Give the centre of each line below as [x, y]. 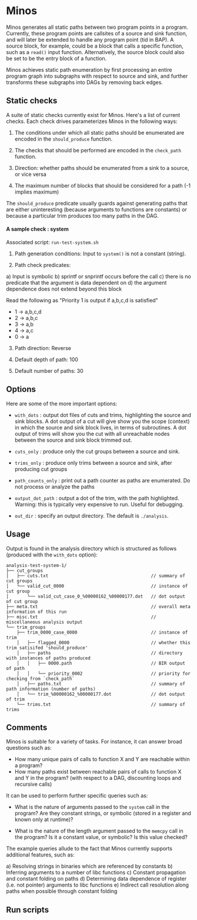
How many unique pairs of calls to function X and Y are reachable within [102, 759]
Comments [27, 727]
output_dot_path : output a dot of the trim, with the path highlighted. [97, 498]
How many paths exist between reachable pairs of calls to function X [98, 772]
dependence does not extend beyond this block [64, 289]
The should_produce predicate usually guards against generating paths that [97, 203]
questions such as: [29, 748]
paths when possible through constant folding [62, 891]
